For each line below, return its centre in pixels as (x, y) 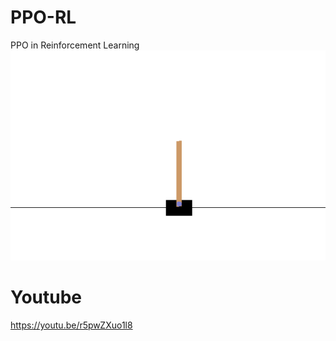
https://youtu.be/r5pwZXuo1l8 (71, 325)
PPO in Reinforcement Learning (75, 45)
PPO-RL (43, 17)
